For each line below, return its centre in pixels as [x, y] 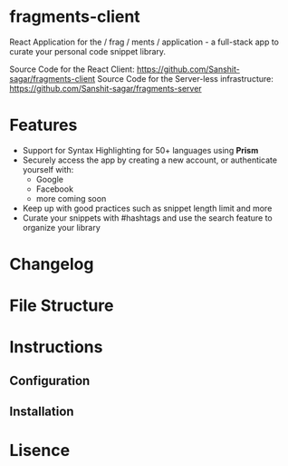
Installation [42, 412]
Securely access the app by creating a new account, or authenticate [150, 160]
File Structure [62, 306]
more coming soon [71, 198]
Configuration [50, 380]
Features [43, 125]
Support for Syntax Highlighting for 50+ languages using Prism [140, 150]
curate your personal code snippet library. [87, 51]
